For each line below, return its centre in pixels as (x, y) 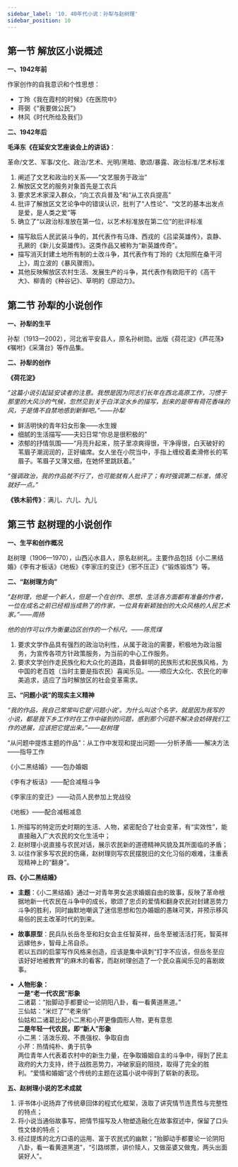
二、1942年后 (27, 132)
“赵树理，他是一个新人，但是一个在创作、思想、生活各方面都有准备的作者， (117, 596)
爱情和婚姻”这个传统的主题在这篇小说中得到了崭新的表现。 (118, 1073)
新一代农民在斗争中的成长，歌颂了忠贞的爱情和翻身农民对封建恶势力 (129, 901)
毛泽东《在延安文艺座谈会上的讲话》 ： (61, 147)
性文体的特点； (39, 1129)
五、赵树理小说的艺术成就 (44, 1088)
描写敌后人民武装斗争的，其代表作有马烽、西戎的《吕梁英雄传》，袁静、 (121, 237)
